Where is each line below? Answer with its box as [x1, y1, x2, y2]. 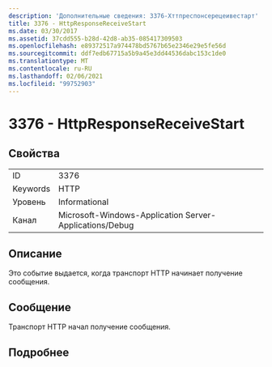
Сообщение [8, 301, 71, 314]
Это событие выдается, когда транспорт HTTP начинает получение [8, 268, 243, 278]
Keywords [12, 183, 51, 194]
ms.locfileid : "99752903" [8, 79, 96, 87]
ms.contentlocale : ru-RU [8, 65, 92, 73]
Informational [57, 196, 109, 207]
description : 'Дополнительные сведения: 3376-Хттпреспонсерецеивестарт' [8, 11, 259, 20]
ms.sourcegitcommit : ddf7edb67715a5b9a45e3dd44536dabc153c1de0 [8, 49, 227, 58]
